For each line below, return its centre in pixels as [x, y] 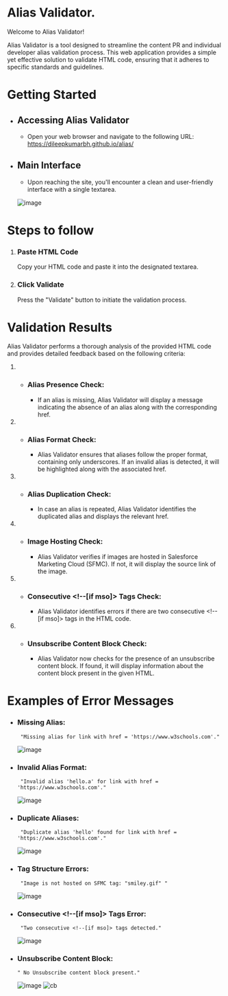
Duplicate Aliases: [48, 818]
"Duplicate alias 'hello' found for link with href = [99, 832]
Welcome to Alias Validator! [46, 32]
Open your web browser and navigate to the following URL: [111, 136]
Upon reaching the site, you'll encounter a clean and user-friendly [120, 182]
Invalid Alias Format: [52, 767]
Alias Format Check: [62, 439]
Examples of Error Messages [91, 701]
